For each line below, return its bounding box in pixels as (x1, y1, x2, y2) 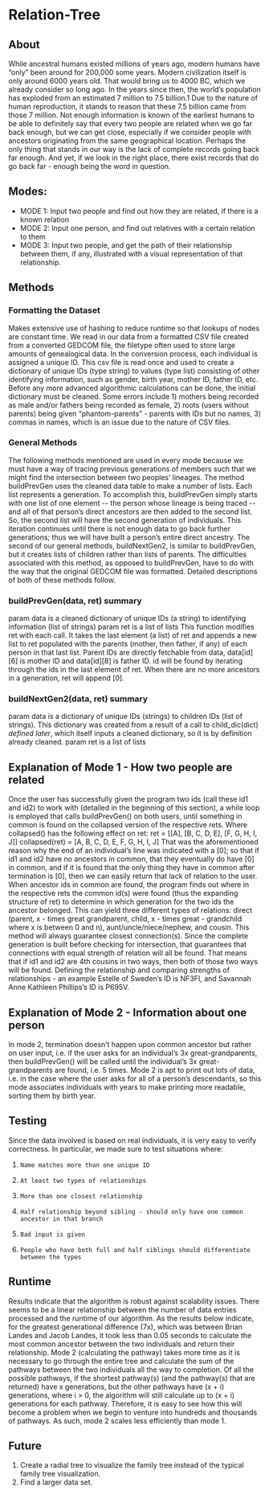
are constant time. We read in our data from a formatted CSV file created (8, 331, 249, 341)
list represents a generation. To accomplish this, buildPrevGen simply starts (8, 489, 259, 499)
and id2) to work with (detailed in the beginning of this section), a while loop (8, 803, 260, 813)
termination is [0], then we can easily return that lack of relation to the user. (8, 871, 258, 881)
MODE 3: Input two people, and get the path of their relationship (19, 240, 233, 250)
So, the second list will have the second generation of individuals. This (8, 515, 242, 524)
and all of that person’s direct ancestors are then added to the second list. (8, 507, 253, 516)
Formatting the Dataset (8, 305, 100, 316)
